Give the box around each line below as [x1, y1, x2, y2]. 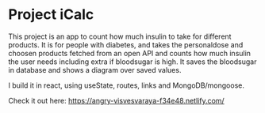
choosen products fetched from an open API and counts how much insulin [8, 48, 252, 58]
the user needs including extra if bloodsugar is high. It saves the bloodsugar [8, 57, 257, 66]
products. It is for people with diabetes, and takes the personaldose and [8, 40, 244, 49]
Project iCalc [8, 6, 94, 24]
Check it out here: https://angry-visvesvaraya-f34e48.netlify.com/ [8, 96, 225, 105]
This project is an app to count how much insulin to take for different [8, 32, 232, 41]
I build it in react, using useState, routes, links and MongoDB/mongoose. [8, 81, 244, 90]
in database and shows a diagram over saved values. [8, 65, 182, 74]
